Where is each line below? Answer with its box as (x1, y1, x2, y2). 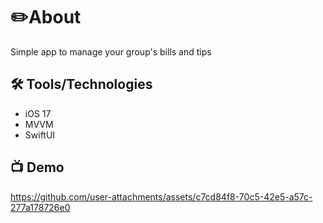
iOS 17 (24, 107, 52, 119)
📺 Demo (10, 159, 65, 176)
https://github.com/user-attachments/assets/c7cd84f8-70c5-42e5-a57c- (10, 190, 313, 203)
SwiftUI (24, 129, 56, 141)
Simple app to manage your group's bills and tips (10, 45, 212, 58)
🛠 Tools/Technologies (10, 76, 153, 93)
